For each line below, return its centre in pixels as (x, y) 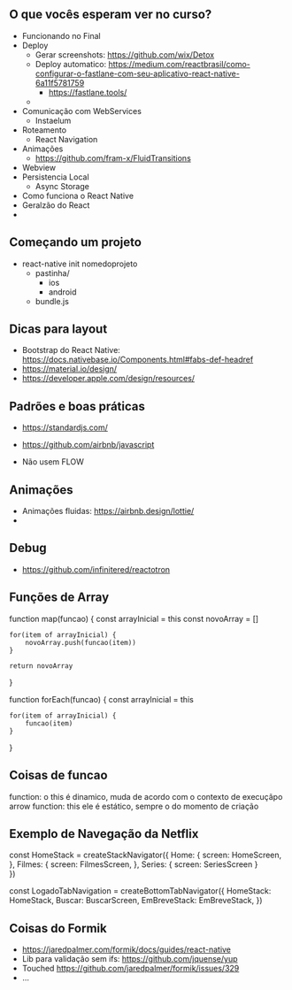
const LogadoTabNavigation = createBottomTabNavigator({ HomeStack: (140, 891)
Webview (38, 167)
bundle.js (52, 301)
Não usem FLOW (53, 462)
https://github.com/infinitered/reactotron (96, 569)
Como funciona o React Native (78, 196)
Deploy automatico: (71, 64)
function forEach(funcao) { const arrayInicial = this (102, 699)
